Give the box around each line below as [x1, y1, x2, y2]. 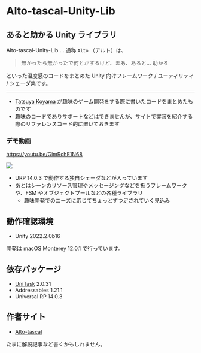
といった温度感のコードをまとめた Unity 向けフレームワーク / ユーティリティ [6, 72, 194, 79]
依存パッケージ [6, 264, 62, 274]
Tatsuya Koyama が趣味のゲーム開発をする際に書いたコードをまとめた [14, 98, 188, 105]
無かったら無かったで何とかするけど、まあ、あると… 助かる [20, 59, 169, 67]
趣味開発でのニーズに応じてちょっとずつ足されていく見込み [23, 197, 170, 204]
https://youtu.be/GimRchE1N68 [6, 151, 83, 158]
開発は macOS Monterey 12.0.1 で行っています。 [6, 245, 124, 252]
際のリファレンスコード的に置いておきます [14, 120, 120, 127]
